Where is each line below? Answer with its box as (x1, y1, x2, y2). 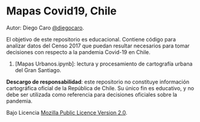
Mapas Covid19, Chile (6, 4, 117, 18)
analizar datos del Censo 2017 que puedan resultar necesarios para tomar (6, 42, 190, 49)
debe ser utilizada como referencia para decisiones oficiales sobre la (6, 91, 178, 98)
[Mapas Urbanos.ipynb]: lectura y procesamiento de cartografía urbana (14, 60, 193, 67)
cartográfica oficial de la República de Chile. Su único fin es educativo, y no (6, 84, 195, 91)
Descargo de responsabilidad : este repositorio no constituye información (6, 78, 190, 85)
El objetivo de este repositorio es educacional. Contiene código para (6, 35, 176, 43)
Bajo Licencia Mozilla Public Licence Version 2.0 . (6, 109, 128, 116)
